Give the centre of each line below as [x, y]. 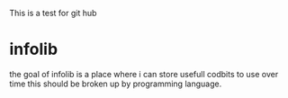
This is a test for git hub [53, 13]
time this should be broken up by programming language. [116, 84]
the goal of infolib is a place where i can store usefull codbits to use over [144, 74]
